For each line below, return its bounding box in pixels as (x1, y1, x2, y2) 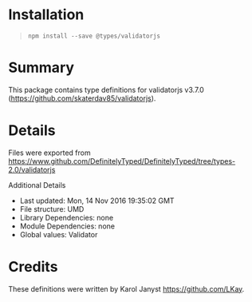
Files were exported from (8, 148, 91, 157)
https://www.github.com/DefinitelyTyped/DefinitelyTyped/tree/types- (8, 156, 236, 165)
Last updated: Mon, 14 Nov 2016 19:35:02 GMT (19, 196, 175, 205)
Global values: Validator (19, 229, 98, 239)
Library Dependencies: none (19, 213, 114, 222)
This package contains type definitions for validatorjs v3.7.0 (8, 85, 205, 94)
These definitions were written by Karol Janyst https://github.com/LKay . (8, 284, 245, 293)
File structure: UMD (19, 204, 85, 213)
